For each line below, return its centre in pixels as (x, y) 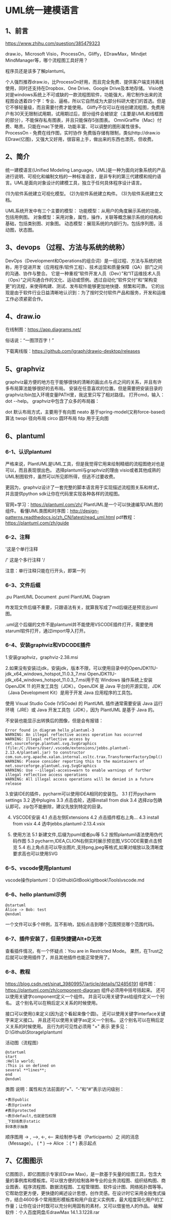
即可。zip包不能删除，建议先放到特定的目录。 (57, 806)
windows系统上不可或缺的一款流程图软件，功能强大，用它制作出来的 (86, 94)
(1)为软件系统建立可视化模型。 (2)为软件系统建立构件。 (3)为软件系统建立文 (84, 193)
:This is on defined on (31, 1066)
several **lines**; (26, 1070)
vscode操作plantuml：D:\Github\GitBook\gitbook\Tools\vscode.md (75, 880)
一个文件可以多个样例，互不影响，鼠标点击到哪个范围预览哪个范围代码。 (81, 924)
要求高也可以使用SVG (35, 853)
